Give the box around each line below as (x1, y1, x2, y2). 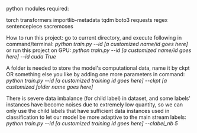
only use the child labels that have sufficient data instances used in (6, 108, 170, 114)
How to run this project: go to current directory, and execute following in (6, 34, 182, 41)
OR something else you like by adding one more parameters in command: (6, 71, 185, 77)
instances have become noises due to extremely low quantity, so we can (6, 101, 183, 108)
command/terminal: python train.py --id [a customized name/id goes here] (6, 41, 188, 47)
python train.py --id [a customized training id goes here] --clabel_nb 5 (6, 120, 179, 126)
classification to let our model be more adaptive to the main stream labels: (6, 113, 186, 121)
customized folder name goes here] (6, 83, 93, 90)
